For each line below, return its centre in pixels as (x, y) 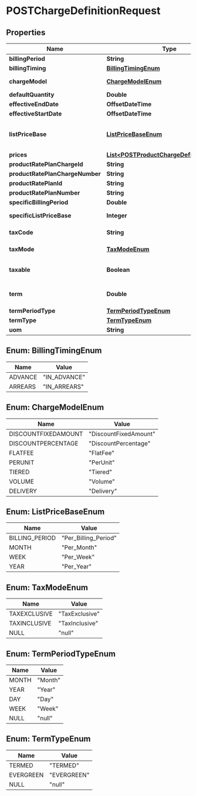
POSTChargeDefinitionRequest (83, 11)
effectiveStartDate (35, 114)
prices (18, 155)
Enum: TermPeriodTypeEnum (61, 654)
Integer (117, 215)
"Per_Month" (79, 547)
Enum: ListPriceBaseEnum (55, 512)
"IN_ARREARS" (63, 386)
